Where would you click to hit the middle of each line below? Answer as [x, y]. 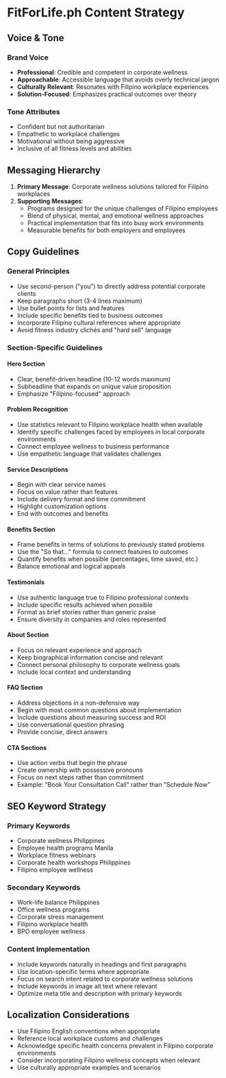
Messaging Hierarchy [54, 170]
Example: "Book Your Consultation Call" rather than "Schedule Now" [114, 785]
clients [26, 293]
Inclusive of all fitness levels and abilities [74, 149]
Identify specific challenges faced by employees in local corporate [111, 432]
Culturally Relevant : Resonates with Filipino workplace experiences [113, 86]
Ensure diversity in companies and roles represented [91, 619]
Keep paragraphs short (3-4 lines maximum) [79, 301]
